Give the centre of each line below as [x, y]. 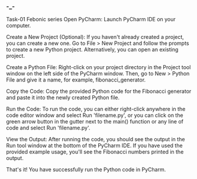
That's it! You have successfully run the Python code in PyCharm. [86, 170]
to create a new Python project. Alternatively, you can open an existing [92, 50]
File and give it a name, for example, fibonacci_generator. [76, 80]
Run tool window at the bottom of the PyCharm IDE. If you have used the [94, 146]
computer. [19, 25]
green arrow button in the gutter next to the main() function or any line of [95, 122]
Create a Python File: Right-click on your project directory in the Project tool [98, 67]
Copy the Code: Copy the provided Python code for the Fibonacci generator [99, 92]
